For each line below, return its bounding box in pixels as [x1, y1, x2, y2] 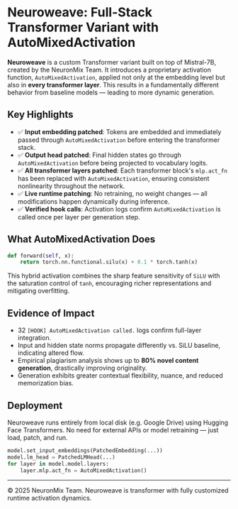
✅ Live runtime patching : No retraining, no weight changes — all [17, 189, 208, 197]
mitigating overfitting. [7, 287, 70, 295]
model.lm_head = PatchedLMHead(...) [7, 454, 115, 461]
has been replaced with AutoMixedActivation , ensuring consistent [17, 174, 210, 182]
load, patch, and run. [7, 433, 69, 442]
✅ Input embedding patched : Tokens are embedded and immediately [17, 127, 222, 136]
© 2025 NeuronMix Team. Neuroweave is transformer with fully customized [7, 486, 229, 495]
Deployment [7, 399, 63, 412]
